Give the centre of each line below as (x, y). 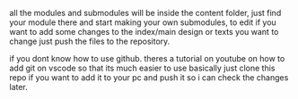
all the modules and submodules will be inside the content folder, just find (145, 13)
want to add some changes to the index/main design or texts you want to (144, 32)
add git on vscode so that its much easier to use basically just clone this (142, 68)
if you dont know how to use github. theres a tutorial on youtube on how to (147, 58)
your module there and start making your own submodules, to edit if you (143, 22)
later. (19, 87)
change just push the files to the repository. (90, 41)
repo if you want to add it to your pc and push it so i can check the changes (149, 78)
